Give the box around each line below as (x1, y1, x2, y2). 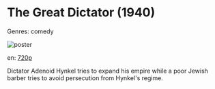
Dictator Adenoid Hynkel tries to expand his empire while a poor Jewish (7, 67, 208, 75)
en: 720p (7, 53, 33, 62)
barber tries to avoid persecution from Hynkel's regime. (7, 73, 164, 82)
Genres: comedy (7, 27, 54, 35)
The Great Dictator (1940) (7, 5, 156, 20)
